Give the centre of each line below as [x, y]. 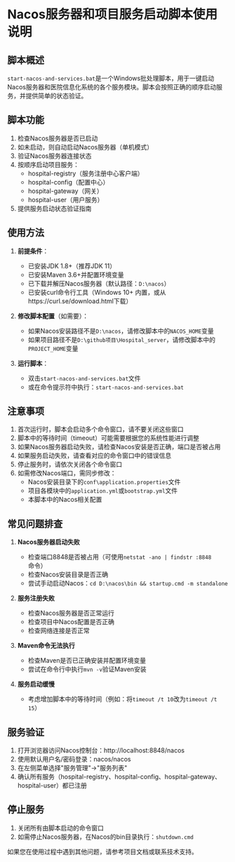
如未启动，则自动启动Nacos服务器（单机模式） [85, 147]
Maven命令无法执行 [46, 646]
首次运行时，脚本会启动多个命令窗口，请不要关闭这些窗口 [100, 430]
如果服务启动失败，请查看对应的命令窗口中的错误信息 [94, 456]
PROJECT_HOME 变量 [53, 348]
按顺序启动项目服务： [48, 164]
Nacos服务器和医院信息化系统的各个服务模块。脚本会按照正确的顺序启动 [112, 87]
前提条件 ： [33, 251]
